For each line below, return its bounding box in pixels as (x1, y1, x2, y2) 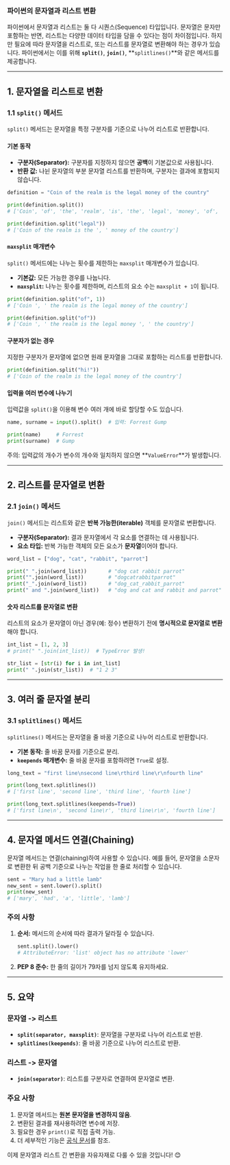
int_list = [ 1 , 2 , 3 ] (7, 641, 69, 649)
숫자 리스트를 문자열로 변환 (7, 602, 78, 611)
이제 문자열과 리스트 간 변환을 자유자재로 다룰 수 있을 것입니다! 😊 (7, 1151, 181, 1159)
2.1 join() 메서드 (7, 502, 61, 512)
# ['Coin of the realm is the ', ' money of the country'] (7, 226, 179, 234)
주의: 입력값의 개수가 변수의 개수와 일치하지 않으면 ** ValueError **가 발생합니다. (7, 451, 221, 459)
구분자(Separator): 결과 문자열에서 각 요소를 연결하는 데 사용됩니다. (16, 533, 199, 541)
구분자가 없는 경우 (7, 336, 55, 344)
